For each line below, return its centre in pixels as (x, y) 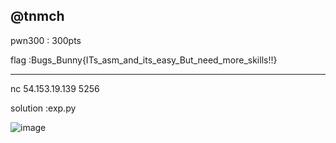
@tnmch (37, 16)
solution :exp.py (43, 108)
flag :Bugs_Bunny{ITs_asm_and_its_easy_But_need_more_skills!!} (144, 60)
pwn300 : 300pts (46, 40)
